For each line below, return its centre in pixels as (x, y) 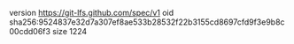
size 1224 (70, 31)
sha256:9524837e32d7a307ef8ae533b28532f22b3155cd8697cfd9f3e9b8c (147, 22)
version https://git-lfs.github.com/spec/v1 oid (92, 13)
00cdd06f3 (30, 31)
